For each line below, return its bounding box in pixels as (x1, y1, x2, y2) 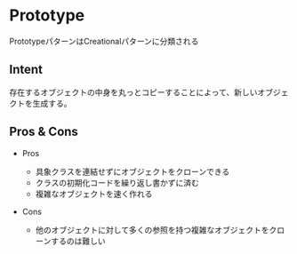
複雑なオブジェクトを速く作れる (35, 188, 153, 199)
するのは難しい (50, 235, 106, 246)
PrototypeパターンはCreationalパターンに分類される (9, 36, 199, 46)
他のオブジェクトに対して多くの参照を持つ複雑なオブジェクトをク (35, 224, 277, 235)
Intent (9, 62, 43, 77)
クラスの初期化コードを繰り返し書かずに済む (35, 177, 200, 187)
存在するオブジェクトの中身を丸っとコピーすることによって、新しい (9, 86, 258, 98)
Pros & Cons (9, 124, 78, 139)
